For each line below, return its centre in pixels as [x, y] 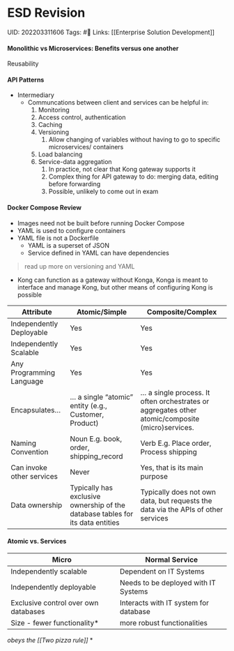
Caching [50, 125]
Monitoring [54, 110]
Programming [33, 373]
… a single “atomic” [101, 397]
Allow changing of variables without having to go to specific [134, 140]
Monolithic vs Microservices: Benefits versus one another [93, 48]
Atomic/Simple [102, 312]
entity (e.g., [88, 405]
